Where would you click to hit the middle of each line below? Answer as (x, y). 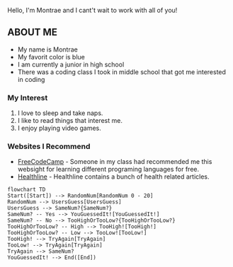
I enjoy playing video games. (59, 128)
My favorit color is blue (51, 57)
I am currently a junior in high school (71, 64)
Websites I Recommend (49, 146)
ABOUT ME (33, 32)
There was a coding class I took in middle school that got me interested (122, 72)
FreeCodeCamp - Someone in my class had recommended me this (115, 162)
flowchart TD (27, 190)
